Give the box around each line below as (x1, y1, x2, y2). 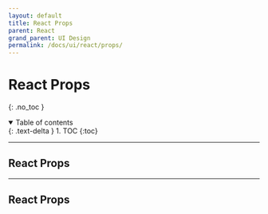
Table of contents (15, 117, 73, 128)
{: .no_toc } (8, 102, 45, 112)
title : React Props (8, 19, 73, 27)
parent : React (8, 26, 56, 34)
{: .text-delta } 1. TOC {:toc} (8, 126, 98, 136)
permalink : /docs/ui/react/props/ (8, 42, 124, 50)
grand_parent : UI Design (8, 34, 91, 42)
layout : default (8, 11, 62, 20)
